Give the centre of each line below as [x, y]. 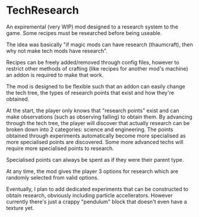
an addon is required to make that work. [55, 75]
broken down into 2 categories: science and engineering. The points [90, 129]
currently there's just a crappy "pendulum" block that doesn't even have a [97, 202]
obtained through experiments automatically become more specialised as [96, 135]
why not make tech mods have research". [57, 50]
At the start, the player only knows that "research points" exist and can [93, 110]
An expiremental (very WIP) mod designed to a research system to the [92, 27]
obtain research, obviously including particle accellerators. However [90, 195]
